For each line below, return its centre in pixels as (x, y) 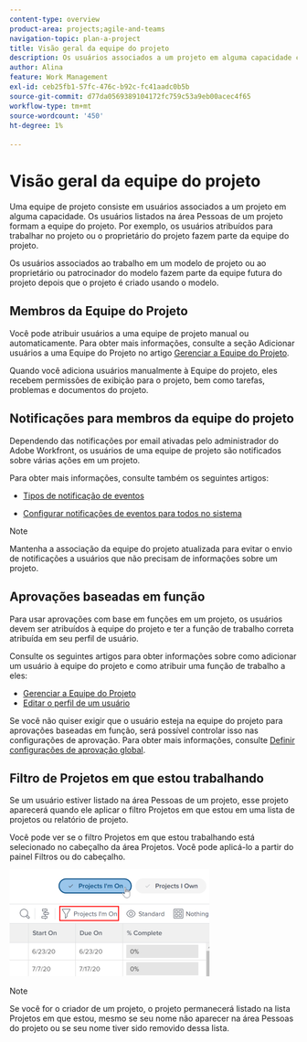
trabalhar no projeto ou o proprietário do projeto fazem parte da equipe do (149, 236)
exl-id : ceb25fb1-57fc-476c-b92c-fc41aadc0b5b (100, 87)
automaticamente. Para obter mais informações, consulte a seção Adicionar (152, 343)
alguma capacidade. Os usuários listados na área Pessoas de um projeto (146, 217)
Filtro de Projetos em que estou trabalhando (137, 778)
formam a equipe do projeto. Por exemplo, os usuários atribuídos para (142, 226)
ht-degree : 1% (37, 125)
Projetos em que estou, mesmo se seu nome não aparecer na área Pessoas (152, 1018)
